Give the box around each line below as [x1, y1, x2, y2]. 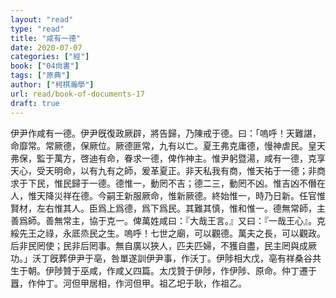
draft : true [10, 98, 60, 108]
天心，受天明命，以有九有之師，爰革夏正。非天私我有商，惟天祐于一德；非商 [10, 164, 326, 176]
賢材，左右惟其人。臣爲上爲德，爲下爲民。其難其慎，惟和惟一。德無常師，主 [10, 202, 326, 214]
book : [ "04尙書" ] [10, 61, 80, 71]
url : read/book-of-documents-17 [10, 89, 145, 99]
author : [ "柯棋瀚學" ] [10, 80, 95, 90]
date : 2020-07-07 [10, 42, 83, 53]
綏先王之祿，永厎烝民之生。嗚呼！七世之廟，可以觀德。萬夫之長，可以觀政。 [10, 227, 326, 239]
